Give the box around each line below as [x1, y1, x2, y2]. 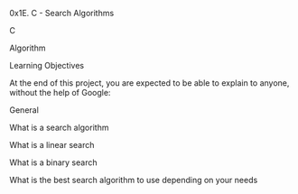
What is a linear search [9, 140, 95, 150]
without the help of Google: [9, 88, 111, 97]
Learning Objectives [9, 60, 84, 70]
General [9, 105, 39, 115]
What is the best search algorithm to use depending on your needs [9, 175, 258, 185]
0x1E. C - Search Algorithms [9, 8, 115, 18]
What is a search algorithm [9, 122, 109, 133]
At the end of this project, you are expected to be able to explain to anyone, [9, 78, 290, 88]
